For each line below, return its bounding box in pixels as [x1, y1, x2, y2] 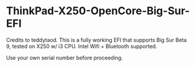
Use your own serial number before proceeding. [6, 54, 123, 61]
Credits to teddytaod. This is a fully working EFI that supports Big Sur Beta [6, 36, 187, 43]
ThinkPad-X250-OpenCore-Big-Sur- [6, 4, 190, 18]
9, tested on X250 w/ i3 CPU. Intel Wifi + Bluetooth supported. [6, 43, 158, 50]
